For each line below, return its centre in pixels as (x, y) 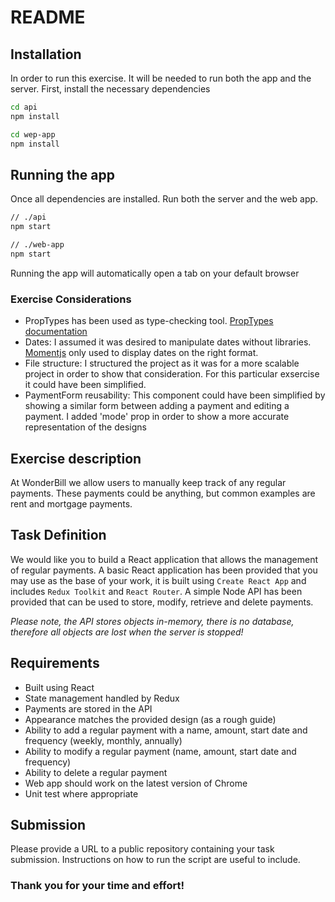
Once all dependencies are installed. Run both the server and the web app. (164, 199)
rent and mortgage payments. (71, 503)
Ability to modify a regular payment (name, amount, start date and (160, 751)
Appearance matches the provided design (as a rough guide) (150, 719)
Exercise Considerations (71, 299)
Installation (46, 54)
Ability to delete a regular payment (96, 772)
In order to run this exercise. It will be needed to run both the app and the (161, 78)
